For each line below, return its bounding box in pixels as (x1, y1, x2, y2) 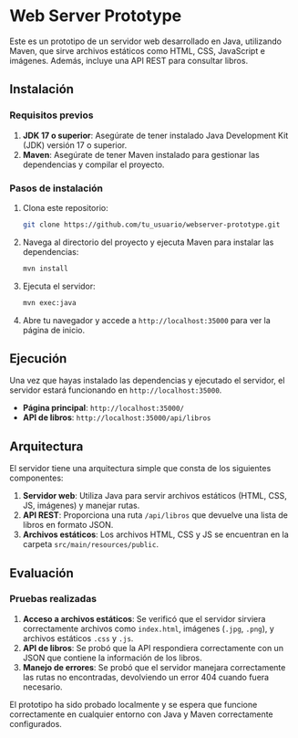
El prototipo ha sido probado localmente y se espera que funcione (9, 699, 258, 710)
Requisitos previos (9, 109, 94, 121)
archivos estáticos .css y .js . (22, 632, 134, 644)
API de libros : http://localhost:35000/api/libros (22, 412, 211, 423)
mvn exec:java (22, 298, 77, 307)
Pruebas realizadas (9, 593, 98, 606)
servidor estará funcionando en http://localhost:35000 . (9, 385, 222, 395)
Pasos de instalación (9, 182, 103, 195)
